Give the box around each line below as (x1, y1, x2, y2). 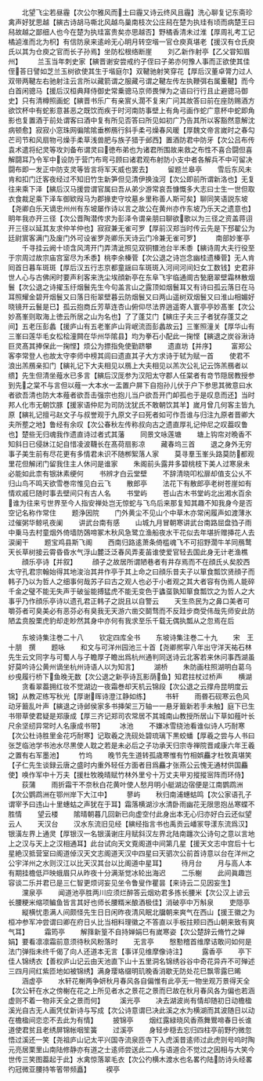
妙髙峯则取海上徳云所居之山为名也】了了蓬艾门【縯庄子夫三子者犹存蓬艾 (8, 312, 241, 321)
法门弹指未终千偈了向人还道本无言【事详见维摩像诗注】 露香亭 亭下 (8, 947, 252, 956)
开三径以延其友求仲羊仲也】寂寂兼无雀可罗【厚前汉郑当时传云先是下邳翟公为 (8, 224, 255, 232)
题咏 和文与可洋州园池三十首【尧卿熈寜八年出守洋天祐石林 (50, 643, 252, 652)
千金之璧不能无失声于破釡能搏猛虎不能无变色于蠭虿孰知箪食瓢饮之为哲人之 (8, 586, 248, 596)
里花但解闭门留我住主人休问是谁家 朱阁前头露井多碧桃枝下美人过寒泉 (8, 459, 243, 468)
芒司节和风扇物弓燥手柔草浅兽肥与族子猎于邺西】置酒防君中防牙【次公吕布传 (8, 135, 255, 144)
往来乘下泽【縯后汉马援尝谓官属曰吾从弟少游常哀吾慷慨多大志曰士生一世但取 (8, 184, 255, 193)
